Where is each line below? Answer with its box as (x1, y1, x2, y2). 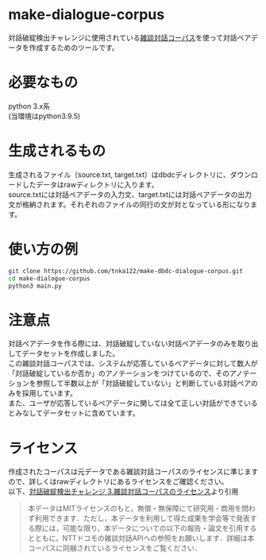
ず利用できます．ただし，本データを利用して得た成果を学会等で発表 (27, 514, 250, 523)
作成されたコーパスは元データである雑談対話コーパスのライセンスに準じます (8, 467, 259, 477)
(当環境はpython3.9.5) (8, 111, 81, 121)
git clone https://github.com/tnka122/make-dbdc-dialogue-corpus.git (8, 267, 244, 275)
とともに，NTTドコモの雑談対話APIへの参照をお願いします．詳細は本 (27, 534, 255, 543)
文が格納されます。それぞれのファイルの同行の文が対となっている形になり (8, 199, 251, 209)
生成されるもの (8, 142, 106, 160)
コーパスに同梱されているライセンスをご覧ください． (27, 543, 202, 553)
